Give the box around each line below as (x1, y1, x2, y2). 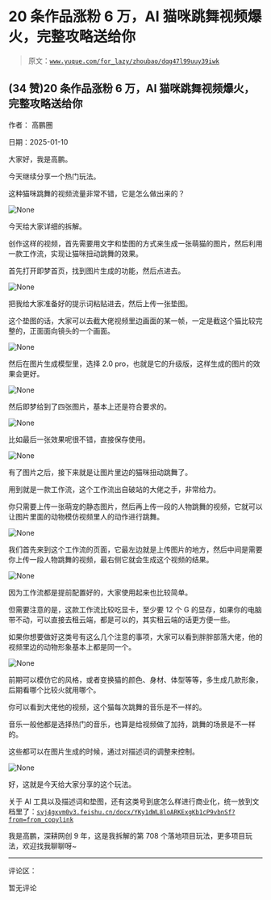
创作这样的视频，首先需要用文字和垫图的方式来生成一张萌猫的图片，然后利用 (8, 238, 263, 248)
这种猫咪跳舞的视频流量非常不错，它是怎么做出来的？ (8, 188, 186, 198)
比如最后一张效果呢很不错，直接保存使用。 (8, 434, 150, 444)
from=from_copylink (8, 815, 74, 824)
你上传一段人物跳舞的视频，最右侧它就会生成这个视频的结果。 (8, 554, 214, 564)
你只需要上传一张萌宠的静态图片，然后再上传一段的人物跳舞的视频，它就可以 (8, 502, 263, 511)
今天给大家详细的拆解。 (8, 221, 86, 231)
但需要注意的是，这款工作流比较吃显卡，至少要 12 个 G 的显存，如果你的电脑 (8, 604, 262, 614)
